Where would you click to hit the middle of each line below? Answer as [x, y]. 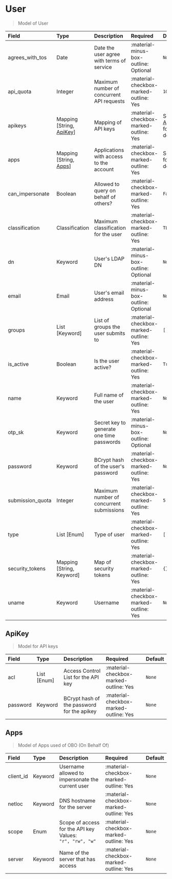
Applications [109, 150]
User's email [109, 293]
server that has [77, 859]
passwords [107, 442]
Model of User [33, 23]
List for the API [81, 677]
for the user [108, 234]
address [104, 299]
